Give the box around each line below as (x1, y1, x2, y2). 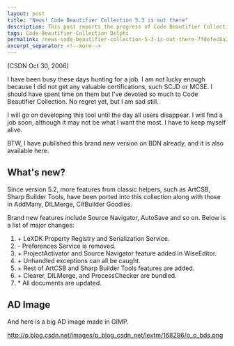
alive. (7, 126, 23, 134)
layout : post (7, 10, 45, 17)
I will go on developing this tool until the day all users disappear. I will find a (7, 111, 223, 119)
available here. (7, 147, 49, 155)
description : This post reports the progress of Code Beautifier (7, 23, 201, 30)
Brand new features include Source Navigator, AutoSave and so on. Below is (7, 213, 226, 221)
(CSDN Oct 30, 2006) (7, 62, 70, 70)
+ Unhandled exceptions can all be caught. (17, 256, 141, 265)
